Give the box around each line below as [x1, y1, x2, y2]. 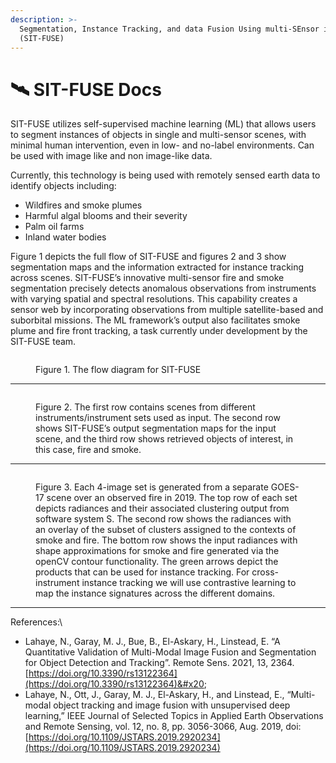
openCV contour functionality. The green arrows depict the [35, 556, 279, 568]
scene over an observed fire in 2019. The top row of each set [46, 492, 298, 504]
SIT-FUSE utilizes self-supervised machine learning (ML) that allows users [10, 118, 317, 130]
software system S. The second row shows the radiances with [35, 513, 292, 525]
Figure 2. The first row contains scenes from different [35, 401, 256, 413]
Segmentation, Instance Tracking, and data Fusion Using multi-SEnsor [19, 24, 320, 34]
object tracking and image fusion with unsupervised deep [53, 699, 291, 711]
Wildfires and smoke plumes [24, 199, 143, 211]
